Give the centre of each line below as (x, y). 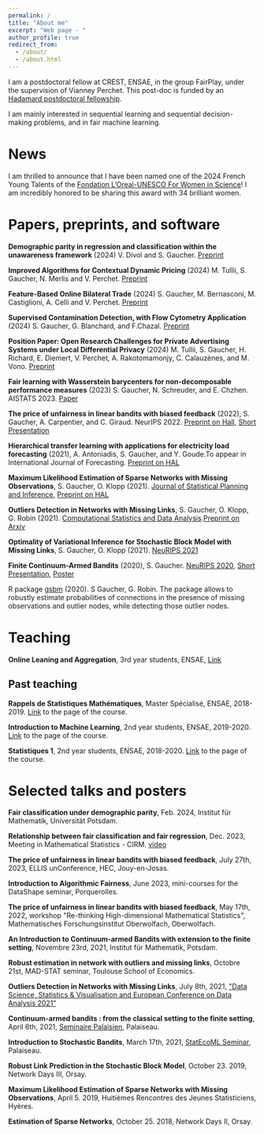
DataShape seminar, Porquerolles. (63, 892)
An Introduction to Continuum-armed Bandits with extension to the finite (129, 939)
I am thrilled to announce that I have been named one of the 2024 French (127, 176)
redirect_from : (33, 45)
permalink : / (30, 15)
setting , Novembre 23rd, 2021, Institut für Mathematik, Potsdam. (113, 948)
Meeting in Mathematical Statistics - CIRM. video (87, 845)
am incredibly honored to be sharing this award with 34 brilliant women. (125, 192)
